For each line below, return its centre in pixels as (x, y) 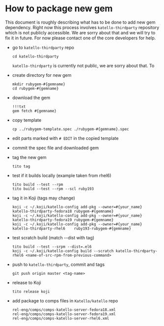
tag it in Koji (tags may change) (43, 198)
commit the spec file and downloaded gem (55, 148)
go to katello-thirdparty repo (43, 47)
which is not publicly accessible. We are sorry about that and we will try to (80, 33)
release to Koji (27, 282)
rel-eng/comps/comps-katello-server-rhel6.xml (61, 318)
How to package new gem (59, 9)
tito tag (21, 166)
